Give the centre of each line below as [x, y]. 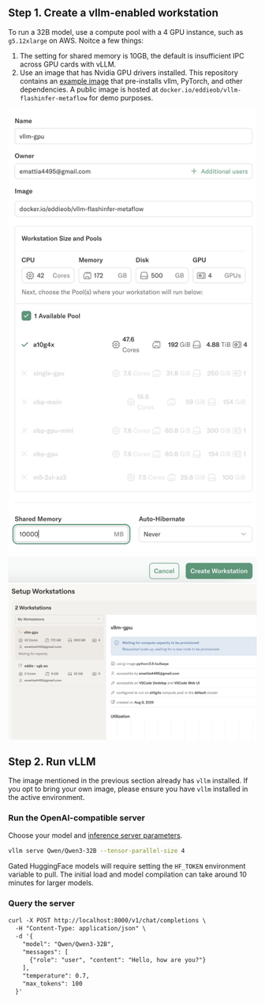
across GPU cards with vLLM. [68, 64]
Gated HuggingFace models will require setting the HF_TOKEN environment [127, 865]
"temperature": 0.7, [56, 975]
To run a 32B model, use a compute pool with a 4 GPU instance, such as [126, 32]
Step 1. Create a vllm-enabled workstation [113, 13]
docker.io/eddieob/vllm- [201, 90]
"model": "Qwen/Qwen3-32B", [68, 944]
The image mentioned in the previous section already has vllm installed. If [128, 781]
